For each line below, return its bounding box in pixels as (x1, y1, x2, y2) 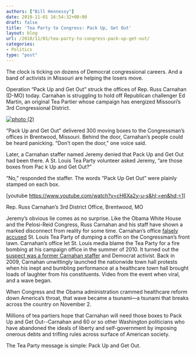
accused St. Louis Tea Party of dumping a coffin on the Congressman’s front (6, 233, 190, 240)
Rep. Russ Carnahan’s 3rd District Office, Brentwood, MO (6, 203, 143, 211)
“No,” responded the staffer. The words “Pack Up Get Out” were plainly (6, 174, 177, 181)
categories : (6, 42, 35, 47)
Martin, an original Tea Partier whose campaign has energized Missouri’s (6, 98, 181, 105)
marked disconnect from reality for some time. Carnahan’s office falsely (6, 227, 178, 234)
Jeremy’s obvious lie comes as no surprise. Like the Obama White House (6, 215, 181, 222)
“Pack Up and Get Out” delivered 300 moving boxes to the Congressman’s (6, 127, 185, 134)
